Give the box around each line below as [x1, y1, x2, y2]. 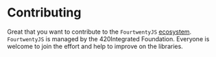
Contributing [7, 5, 82, 21]
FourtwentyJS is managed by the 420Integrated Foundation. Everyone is [7, 34, 210, 43]
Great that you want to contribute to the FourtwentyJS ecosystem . [7, 27, 192, 36]
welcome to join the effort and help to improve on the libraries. [7, 42, 183, 50]
